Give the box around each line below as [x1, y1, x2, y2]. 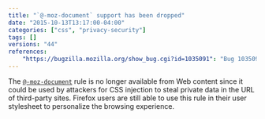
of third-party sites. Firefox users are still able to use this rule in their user [8, 93, 247, 103]
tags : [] [8, 33, 37, 41]
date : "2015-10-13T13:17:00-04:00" [8, 19, 125, 27]
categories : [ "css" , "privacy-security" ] [8, 26, 147, 34]
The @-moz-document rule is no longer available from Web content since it [8, 76, 243, 86]
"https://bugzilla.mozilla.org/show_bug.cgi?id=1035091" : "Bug [22, 56, 235, 63]
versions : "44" [8, 41, 58, 49]
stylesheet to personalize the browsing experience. [8, 101, 175, 110]
